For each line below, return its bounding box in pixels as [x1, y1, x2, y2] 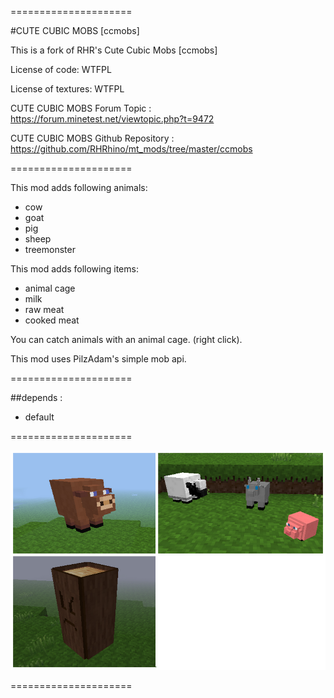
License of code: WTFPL [10, 64, 112, 75]
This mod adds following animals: [10, 182, 148, 193]
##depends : [10, 392, 63, 403]
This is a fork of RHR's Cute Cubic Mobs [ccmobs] [10, 44, 218, 56]
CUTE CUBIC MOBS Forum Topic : [10, 102, 152, 114]
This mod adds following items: [10, 263, 139, 275]
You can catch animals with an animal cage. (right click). [10, 334, 243, 345]
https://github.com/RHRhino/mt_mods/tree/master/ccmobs [10, 143, 253, 155]
